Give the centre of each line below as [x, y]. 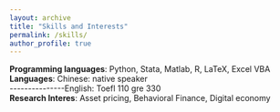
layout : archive [40, 18]
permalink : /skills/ [49, 35]
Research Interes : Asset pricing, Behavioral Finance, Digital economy [140, 98]
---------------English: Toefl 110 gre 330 [85, 88]
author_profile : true [51, 43]
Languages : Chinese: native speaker [79, 79]
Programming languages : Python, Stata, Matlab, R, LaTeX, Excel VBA [140, 69]
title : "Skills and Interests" [69, 26]
